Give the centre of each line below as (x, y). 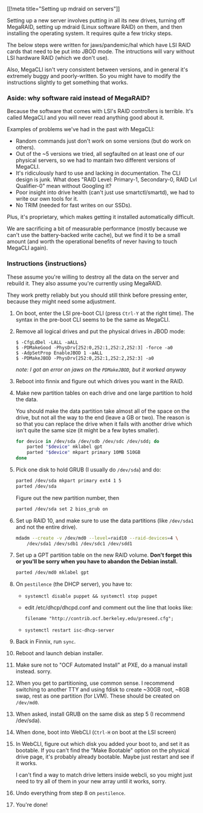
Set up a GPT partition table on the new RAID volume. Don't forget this (104, 555)
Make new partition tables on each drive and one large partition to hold (104, 393)
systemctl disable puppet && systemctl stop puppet (91, 597)
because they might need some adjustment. (62, 301)
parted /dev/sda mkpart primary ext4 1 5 (68, 481)
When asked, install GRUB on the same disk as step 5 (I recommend (100, 714)
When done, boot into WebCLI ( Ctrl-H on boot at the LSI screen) (96, 732)
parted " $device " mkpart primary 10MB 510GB (84, 453)
